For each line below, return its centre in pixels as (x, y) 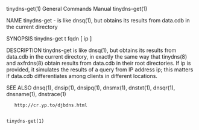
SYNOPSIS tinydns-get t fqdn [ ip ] (49, 38)
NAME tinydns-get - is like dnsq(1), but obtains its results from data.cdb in (98, 20)
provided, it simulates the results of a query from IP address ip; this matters (100, 70)
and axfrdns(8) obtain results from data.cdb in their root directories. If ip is (99, 63)
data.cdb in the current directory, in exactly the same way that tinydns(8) (97, 57)
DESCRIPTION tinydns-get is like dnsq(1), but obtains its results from (91, 50)
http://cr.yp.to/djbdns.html (51, 105)
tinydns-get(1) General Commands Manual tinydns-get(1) (77, 9)
